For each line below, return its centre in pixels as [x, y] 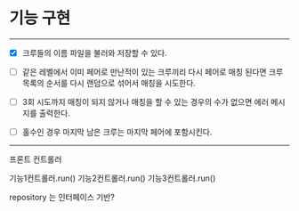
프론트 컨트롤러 [36, 159]
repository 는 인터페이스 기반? [62, 198]
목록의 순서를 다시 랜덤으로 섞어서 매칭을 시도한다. [109, 83]
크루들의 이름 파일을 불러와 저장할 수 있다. [94, 53]
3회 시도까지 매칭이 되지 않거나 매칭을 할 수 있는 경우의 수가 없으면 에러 [145, 102]
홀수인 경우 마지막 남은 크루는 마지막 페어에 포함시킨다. [117, 132]
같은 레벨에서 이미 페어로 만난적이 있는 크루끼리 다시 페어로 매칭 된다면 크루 [153, 72]
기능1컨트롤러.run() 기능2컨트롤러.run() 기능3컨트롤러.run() [113, 178]
